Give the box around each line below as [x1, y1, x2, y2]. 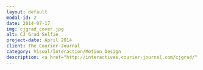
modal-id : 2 [6, 15, 37, 21]
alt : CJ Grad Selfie [6, 32, 59, 38]
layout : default [6, 9, 48, 15]
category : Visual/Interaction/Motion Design [6, 49, 121, 55]
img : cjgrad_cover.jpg [6, 26, 64, 32]
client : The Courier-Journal [6, 43, 80, 49]
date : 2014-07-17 [6, 20, 51, 26]
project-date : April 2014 [6, 37, 72, 43]
